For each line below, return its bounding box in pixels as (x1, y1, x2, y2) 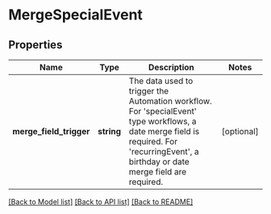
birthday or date (128, 156, 190, 167)
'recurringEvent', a (128, 146, 199, 157)
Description (148, 62, 195, 73)
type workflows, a (128, 115, 197, 127)
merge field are (128, 166, 187, 177)
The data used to (128, 75, 194, 86)
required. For (128, 136, 178, 147)
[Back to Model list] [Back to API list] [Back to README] (8, 197, 194, 207)
